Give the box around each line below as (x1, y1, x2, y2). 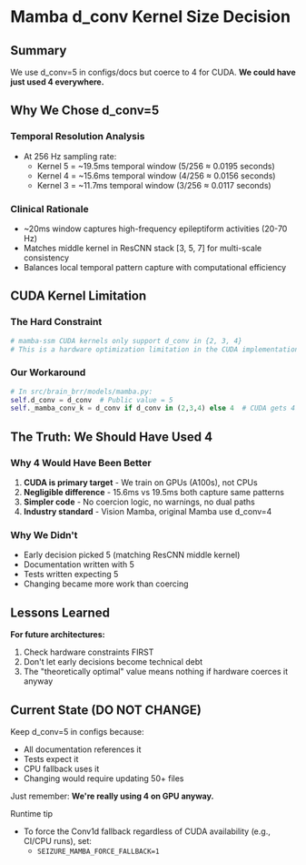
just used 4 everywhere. (10, 76, 104, 87)
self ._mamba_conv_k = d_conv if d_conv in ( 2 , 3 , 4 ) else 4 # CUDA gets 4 (10, 403, 296, 413)
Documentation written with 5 (23, 559, 134, 570)
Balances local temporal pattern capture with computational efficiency (23, 261, 287, 272)
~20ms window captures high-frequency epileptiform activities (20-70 (23, 223, 288, 234)
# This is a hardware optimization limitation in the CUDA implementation (10, 344, 300, 354)
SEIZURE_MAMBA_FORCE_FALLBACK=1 (36, 847, 160, 856)
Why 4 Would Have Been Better (10, 456, 153, 469)
